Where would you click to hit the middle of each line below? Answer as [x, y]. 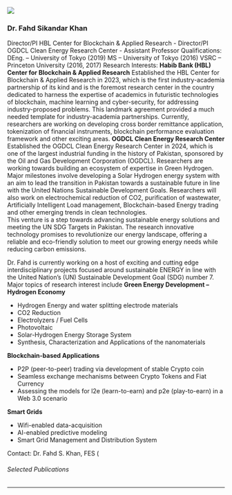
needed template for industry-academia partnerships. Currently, [98, 117]
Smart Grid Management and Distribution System [87, 440]
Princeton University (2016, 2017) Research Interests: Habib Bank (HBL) [109, 65]
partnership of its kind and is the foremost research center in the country [111, 87]
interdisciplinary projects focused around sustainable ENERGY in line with [112, 270]
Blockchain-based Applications [54, 356]
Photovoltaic [35, 327]
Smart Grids [25, 412]
